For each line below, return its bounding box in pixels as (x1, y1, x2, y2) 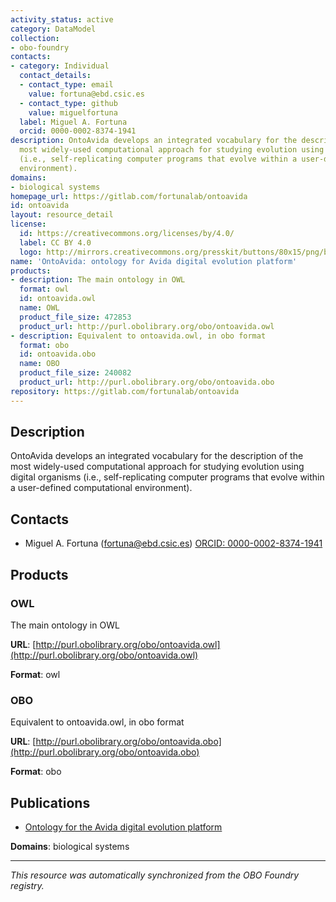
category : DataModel (10, 24, 97, 34)
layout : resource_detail (10, 210, 114, 220)
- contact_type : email (19, 80, 114, 90)
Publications (10, 794, 91, 811)
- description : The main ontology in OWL (10, 275, 186, 285)
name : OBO (19, 359, 60, 369)
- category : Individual (10, 61, 110, 71)
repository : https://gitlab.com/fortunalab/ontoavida (10, 386, 240, 396)
